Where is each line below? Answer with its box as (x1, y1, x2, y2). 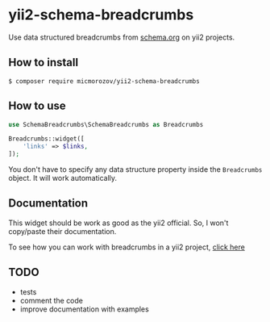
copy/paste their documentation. (8, 226, 117, 236)
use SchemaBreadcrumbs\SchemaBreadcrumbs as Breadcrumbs (8, 120, 204, 128)
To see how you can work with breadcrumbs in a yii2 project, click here (8, 242, 246, 252)
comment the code (19, 295, 83, 305)
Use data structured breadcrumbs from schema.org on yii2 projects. (8, 32, 235, 42)
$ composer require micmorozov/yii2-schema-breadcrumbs (8, 77, 200, 86)
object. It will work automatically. (8, 174, 118, 183)
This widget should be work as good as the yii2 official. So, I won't (8, 218, 229, 228)
